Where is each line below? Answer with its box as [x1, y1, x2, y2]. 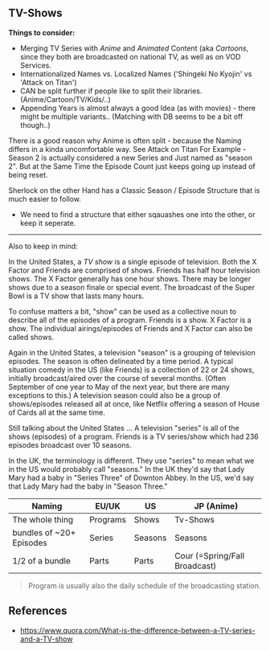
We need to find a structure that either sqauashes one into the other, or [19, 209, 256, 219]
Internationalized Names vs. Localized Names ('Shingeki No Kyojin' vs [19, 68, 252, 79]
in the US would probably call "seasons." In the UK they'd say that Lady [8, 464, 245, 473]
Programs [89, 514, 127, 525]
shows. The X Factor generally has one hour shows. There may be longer [8, 273, 252, 284]
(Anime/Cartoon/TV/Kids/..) [19, 94, 111, 104]
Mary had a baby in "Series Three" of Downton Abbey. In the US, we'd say [8, 473, 255, 482]
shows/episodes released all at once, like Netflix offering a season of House [8, 399, 260, 408]
